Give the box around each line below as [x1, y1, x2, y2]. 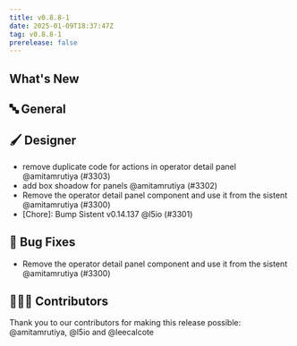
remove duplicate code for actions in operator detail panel [21, 161, 237, 172]
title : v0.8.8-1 [9, 13, 70, 22]
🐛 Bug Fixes [9, 234, 76, 250]
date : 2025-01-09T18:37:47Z [9, 21, 115, 30]
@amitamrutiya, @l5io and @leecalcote [9, 327, 155, 338]
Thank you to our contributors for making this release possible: [9, 317, 242, 328]
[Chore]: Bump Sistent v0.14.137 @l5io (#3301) [21, 208, 193, 219]
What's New [9, 71, 80, 86]
